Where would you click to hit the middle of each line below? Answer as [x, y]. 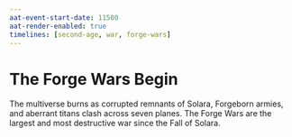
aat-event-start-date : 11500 [64, 18]
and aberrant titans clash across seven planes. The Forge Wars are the [141, 114]
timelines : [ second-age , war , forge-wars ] [90, 34]
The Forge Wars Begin [94, 79]
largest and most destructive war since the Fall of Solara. [115, 123]
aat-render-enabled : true [58, 26]
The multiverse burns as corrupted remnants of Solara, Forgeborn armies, [146, 104]
